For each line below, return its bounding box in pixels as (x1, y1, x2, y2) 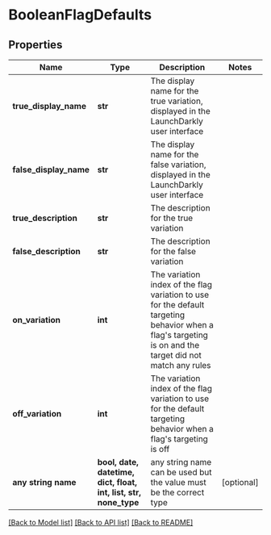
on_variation (12, 315, 61, 325)
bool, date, (97, 457, 140, 467)
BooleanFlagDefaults (8, 6, 152, 24)
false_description (12, 246, 81, 257)
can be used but (150, 466, 212, 478)
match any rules (150, 360, 211, 370)
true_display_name (12, 101, 87, 111)
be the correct (150, 487, 205, 498)
